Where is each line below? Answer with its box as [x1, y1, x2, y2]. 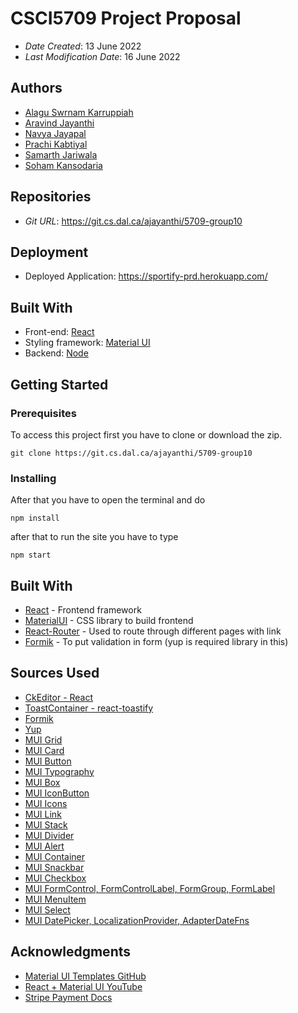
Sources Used [10, 665, 100, 682]
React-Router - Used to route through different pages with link [24, 625, 282, 637]
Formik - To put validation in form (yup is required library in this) [24, 635, 289, 647]
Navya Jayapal [24, 127, 87, 139]
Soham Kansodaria [24, 159, 103, 171]
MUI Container [24, 850, 86, 862]
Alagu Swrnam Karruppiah [24, 106, 134, 118]
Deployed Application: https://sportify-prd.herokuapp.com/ [24, 270, 268, 282]
